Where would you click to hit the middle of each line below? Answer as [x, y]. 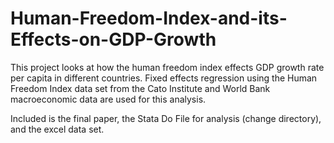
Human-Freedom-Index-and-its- [149, 18]
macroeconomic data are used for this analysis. [108, 99]
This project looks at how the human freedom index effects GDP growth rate [167, 67]
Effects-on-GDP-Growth [113, 39]
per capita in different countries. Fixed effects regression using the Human [164, 78]
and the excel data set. [57, 129]
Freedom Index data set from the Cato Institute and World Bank [140, 88]
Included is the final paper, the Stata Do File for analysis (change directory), [166, 118]
